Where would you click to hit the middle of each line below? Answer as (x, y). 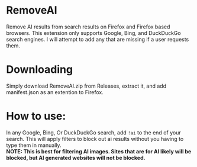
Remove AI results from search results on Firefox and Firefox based (88, 27)
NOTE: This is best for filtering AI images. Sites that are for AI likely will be (99, 151)
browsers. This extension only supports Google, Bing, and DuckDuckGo (94, 33)
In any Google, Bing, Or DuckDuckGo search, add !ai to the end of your (94, 132)
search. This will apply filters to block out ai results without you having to (95, 139)
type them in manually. (34, 145)
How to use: (36, 116)
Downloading (39, 70)
